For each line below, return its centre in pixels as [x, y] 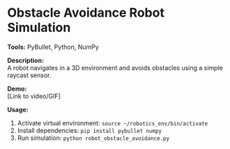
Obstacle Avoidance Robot [86, 13]
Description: [25, 60]
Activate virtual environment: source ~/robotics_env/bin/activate [113, 123]
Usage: [18, 109]
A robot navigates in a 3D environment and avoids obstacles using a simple [115, 68]
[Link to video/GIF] [34, 96]
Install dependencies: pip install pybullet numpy [90, 130]
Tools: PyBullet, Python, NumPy [53, 47]
